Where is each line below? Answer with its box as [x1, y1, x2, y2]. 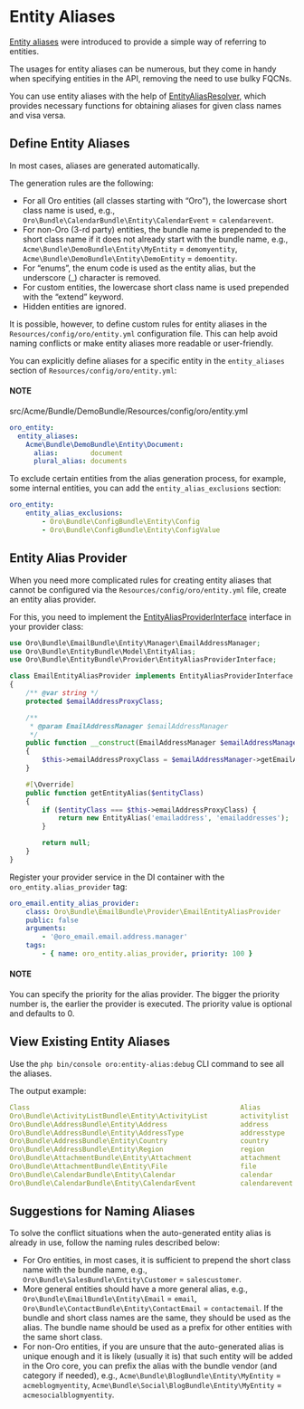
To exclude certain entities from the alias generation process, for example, [9, 473, 287, 484]
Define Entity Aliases [9, 136, 130, 151]
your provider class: [9, 621, 84, 632]
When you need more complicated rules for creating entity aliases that [9, 575, 272, 585]
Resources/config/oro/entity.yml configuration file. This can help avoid [9, 328, 278, 338]
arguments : [25, 924, 67, 933]
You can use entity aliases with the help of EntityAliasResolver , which [9, 90, 267, 101]
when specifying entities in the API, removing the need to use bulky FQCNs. [9, 72, 292, 83]
